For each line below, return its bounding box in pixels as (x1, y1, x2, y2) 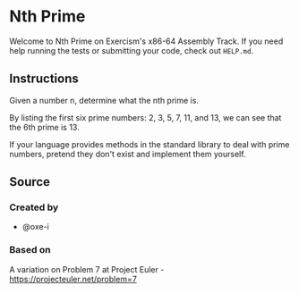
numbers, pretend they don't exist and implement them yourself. (9, 148, 246, 159)
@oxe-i (21, 222, 49, 232)
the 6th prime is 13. (9, 121, 80, 132)
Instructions (9, 71, 79, 87)
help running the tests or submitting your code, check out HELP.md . (9, 45, 254, 55)
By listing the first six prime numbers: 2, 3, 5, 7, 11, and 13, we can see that (9, 112, 282, 122)
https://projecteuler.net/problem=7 (9, 273, 137, 284)
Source (9, 174, 51, 189)
